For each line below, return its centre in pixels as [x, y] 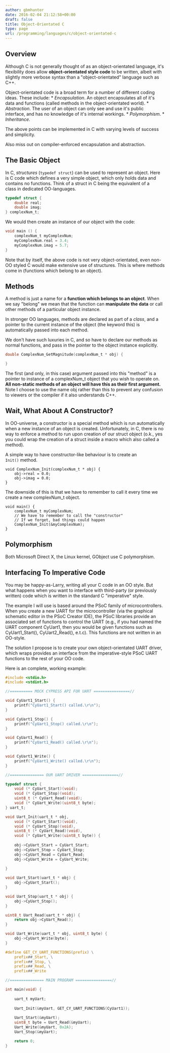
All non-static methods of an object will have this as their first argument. [83, 384]
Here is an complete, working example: [46, 668]
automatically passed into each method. [47, 330]
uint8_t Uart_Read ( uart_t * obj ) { [43, 915]
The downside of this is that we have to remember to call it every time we [81, 492]
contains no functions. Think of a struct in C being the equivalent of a [77, 183]
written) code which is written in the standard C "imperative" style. [75, 596]
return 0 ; [25, 1041]
